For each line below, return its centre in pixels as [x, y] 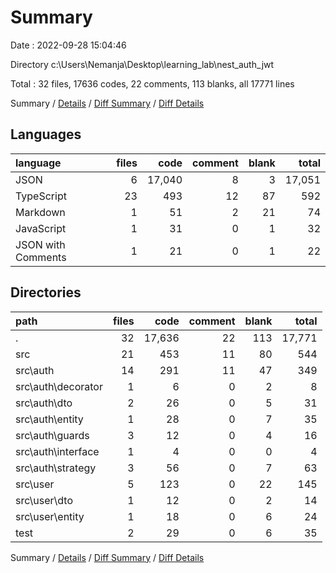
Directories [46, 292]
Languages [46, 134]
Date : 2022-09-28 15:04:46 [68, 45]
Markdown [40, 212]
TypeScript [41, 196]
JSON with [40, 244]
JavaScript [41, 228]
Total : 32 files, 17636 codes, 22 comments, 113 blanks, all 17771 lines [152, 83]
